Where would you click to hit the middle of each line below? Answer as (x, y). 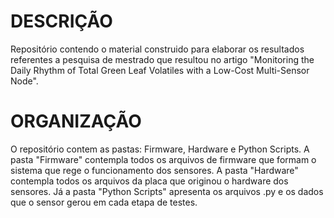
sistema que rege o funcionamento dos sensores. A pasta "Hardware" (154, 170)
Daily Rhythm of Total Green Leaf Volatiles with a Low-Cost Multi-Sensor (160, 70)
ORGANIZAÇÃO (76, 121)
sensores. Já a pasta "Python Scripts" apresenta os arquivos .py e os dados (167, 191)
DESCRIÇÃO (61, 21)
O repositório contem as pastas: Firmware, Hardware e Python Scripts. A (160, 149)
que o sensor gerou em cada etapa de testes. (104, 202)
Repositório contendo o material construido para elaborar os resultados (157, 49)
